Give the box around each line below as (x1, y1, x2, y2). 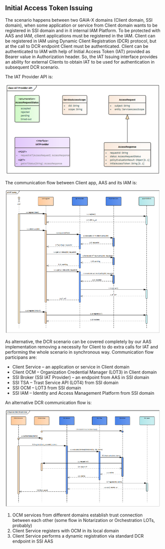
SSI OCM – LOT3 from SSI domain (12, 385, 81, 391)
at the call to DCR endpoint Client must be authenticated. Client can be (5, 43, 149, 49)
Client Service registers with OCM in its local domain (12, 528, 119, 534)
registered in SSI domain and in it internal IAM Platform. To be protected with (5, 27, 161, 34)
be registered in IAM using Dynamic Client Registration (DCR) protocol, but (5, 38, 157, 44)
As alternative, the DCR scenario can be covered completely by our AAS (5, 339, 152, 344)
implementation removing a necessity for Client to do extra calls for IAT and (5, 344, 159, 350)
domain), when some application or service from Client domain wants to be (5, 22, 158, 28)
